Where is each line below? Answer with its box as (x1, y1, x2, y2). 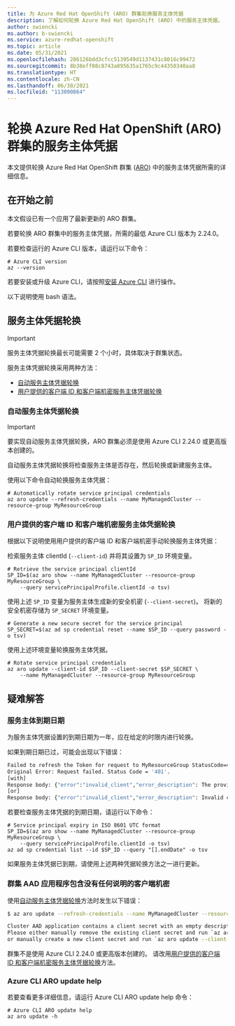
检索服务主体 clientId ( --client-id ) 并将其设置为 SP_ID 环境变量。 (7, 552, 196, 560)
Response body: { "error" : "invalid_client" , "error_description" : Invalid (7, 794, 224, 801)
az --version (7, 264, 45, 271)
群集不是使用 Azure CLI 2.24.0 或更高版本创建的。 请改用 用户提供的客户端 (7, 950, 220, 958)
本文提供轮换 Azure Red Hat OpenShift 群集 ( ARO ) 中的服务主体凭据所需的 (7, 163, 220, 172)
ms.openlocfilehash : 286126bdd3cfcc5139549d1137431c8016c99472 (7, 56, 196, 63)
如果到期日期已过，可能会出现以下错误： (7, 747, 124, 756)
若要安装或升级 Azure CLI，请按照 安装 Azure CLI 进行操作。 (7, 277, 180, 286)
